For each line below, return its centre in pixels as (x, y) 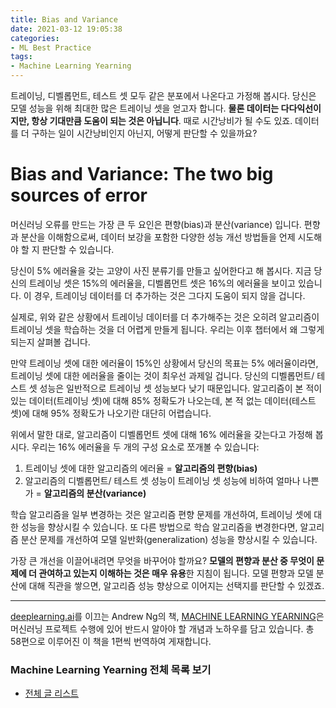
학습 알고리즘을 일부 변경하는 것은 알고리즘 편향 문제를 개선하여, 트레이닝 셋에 (161, 514)
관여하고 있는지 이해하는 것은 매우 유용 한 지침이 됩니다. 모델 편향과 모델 (176, 573)
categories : (35, 38)
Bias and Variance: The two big (142, 174)
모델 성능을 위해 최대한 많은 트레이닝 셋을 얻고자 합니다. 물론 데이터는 (145, 108)
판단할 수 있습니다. (78, 249)
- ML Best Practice (51, 47)
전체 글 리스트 (51, 693)
